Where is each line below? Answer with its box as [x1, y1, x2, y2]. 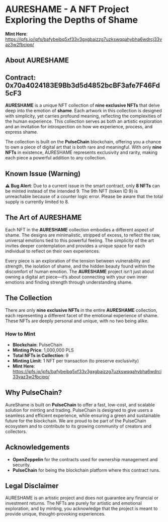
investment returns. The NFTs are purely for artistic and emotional [5, 500, 142, 506]
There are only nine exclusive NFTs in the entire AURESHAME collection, [5, 307, 157, 313]
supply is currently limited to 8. [5, 199, 69, 205]
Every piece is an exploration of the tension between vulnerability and [5, 257, 150, 264]
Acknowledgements [5, 443, 70, 452]
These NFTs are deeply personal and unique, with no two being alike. [5, 318, 149, 324]
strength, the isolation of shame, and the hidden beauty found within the [5, 263, 155, 269]
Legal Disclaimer [5, 481, 59, 490]
